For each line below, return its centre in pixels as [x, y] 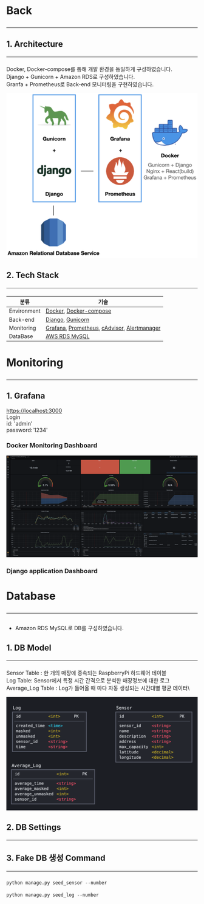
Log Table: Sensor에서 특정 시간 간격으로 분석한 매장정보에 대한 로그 [88, 680]
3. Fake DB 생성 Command [56, 858]
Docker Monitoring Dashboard [52, 446]
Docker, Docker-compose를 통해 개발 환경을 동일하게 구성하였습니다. [90, 69]
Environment [25, 311]
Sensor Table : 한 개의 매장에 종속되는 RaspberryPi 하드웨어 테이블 [87, 673]
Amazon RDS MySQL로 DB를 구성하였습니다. [70, 628]
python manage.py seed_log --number [53, 895]
